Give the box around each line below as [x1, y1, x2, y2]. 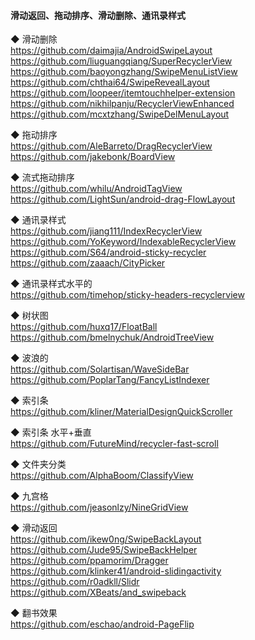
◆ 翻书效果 [10, 607, 58, 619]
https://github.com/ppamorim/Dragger [10, 555, 169, 567]
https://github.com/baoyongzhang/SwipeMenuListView [10, 66, 238, 78]
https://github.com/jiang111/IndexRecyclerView [10, 225, 203, 237]
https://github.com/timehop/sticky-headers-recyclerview [10, 289, 245, 301]
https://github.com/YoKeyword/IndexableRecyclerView [10, 236, 237, 248]
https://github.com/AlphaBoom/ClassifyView [10, 470, 194, 482]
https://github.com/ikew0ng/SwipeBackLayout [10, 533, 202, 545]
